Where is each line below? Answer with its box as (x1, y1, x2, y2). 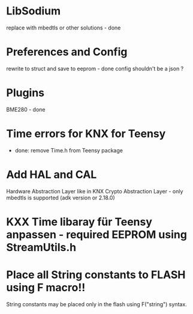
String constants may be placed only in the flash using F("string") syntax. (6, 300, 187, 307)
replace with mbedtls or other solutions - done (6, 24, 121, 31)
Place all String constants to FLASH (6, 268, 186, 282)
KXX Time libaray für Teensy (6, 215, 153, 229)
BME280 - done (6, 106, 46, 113)
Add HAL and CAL (6, 168, 97, 181)
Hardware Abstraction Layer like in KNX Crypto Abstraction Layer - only (6, 187, 183, 195)
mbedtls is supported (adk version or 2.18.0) (6, 194, 115, 201)
